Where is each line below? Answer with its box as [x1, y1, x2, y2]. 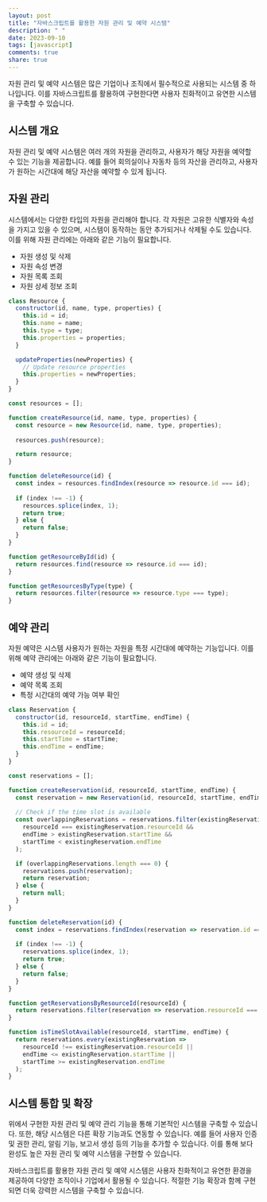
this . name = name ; [22, 319, 83, 327]
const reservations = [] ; [8, 771, 94, 779]
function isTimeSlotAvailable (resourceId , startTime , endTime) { [8, 1028, 229, 1037]
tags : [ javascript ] [8, 41, 73, 49]
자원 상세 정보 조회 [19, 281, 78, 291]
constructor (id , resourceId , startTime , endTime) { [15, 713, 191, 721]
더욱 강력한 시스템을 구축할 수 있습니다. [22, 1185, 145, 1196]
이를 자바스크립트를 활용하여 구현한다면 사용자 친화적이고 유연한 [37, 88, 236, 98]
